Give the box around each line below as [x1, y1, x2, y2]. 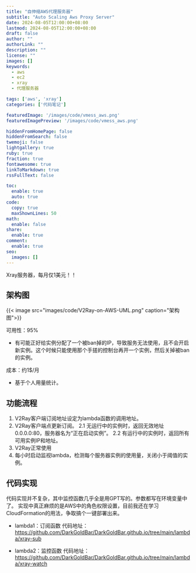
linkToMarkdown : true [6, 166, 60, 173]
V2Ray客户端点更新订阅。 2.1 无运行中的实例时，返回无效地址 [14, 423, 164, 430]
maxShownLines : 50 [11, 210, 57, 216]
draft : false [6, 31, 38, 37]
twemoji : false [6, 139, 44, 145]
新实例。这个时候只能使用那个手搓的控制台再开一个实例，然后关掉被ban [14, 346, 190, 354]
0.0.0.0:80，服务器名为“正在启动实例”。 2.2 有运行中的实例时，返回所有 [14, 430, 190, 437]
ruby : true [6, 150, 33, 156]
